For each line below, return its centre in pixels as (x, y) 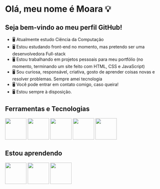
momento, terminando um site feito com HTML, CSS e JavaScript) (79, 66)
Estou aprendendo (34, 154)
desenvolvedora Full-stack (39, 54)
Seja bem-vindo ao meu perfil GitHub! (64, 27)
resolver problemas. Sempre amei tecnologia (57, 79)
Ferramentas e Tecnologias (48, 109)
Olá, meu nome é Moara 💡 (58, 9)
